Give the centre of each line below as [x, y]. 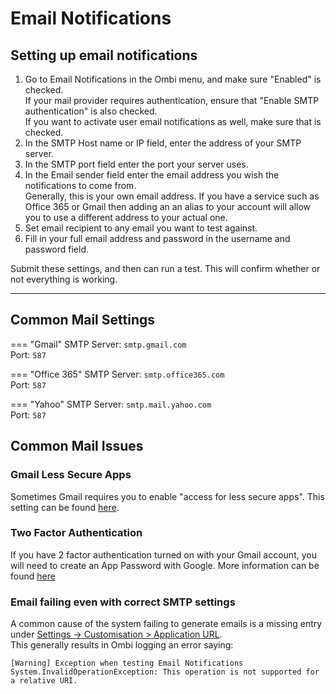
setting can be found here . [65, 507]
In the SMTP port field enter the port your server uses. [136, 164]
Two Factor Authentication [76, 533]
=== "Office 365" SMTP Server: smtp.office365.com [117, 374]
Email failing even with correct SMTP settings [123, 602]
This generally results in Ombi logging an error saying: [122, 645]
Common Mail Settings [82, 320]
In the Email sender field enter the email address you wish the [152, 175]
